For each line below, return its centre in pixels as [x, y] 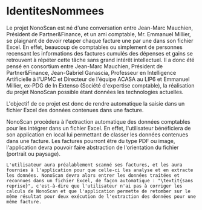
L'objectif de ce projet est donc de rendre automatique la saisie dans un [96, 103]
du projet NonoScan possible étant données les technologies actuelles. [95, 92]
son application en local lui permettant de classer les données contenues [97, 135]
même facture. [24, 202]
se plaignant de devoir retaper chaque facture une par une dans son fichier [100, 40]
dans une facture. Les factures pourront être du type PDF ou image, [91, 141]
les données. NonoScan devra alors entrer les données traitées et [93, 175]
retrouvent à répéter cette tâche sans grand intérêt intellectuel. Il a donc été [100, 60]
